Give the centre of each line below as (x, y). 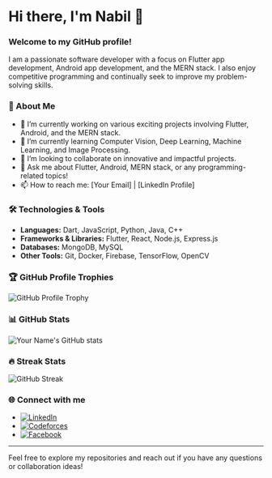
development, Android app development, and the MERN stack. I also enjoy (132, 68)
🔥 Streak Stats (37, 361)
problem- (232, 77)
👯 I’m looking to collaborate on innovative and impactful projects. (128, 158)
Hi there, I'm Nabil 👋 (76, 17)
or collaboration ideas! (46, 467)
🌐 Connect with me (47, 399)
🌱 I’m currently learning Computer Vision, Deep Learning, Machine (131, 141)
